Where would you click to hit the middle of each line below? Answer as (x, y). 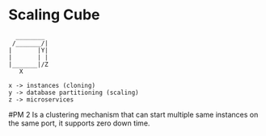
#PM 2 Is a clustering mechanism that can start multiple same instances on (133, 114)
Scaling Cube (54, 15)
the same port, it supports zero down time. (79, 123)
